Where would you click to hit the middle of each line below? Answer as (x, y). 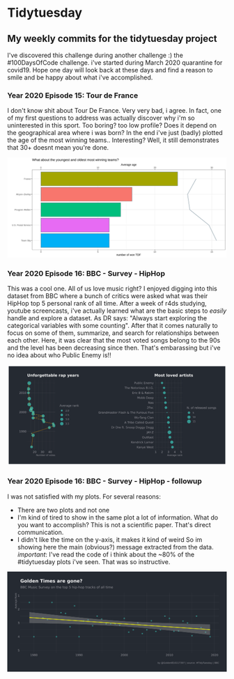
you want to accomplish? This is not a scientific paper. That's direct (114, 524)
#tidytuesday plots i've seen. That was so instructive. (94, 561)
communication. (40, 532)
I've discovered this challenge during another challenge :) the (95, 55)
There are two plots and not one (63, 510)
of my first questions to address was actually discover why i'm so (101, 118)
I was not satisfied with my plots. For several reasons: (84, 497)
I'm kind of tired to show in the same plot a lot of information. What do (118, 517)
